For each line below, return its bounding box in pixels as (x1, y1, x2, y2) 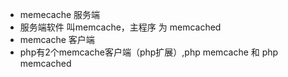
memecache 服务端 (19, 9, 101, 20)
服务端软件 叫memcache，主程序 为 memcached (19, 21, 222, 33)
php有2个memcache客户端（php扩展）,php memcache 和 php (19, 46, 279, 58)
